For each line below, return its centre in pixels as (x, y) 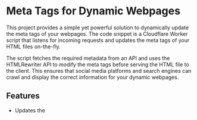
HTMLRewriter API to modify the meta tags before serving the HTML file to (98, 64)
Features (23, 96)
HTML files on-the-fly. (33, 47)
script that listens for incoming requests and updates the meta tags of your (98, 40)
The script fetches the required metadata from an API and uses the (88, 58)
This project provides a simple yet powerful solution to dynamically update (98, 27)
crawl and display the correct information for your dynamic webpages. (93, 77)
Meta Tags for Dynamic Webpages (93, 11)
